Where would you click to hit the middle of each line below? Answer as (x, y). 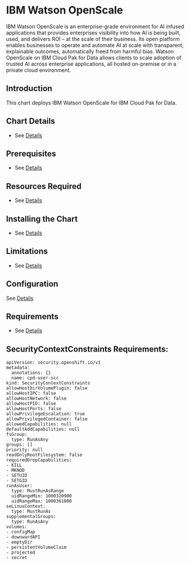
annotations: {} (31, 373)
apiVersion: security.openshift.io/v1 (53, 363)
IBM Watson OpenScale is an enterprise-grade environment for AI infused (95, 26)
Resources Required (44, 186)
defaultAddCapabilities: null (43, 429)
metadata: (18, 368)
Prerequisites (31, 153)
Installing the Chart (42, 219)
